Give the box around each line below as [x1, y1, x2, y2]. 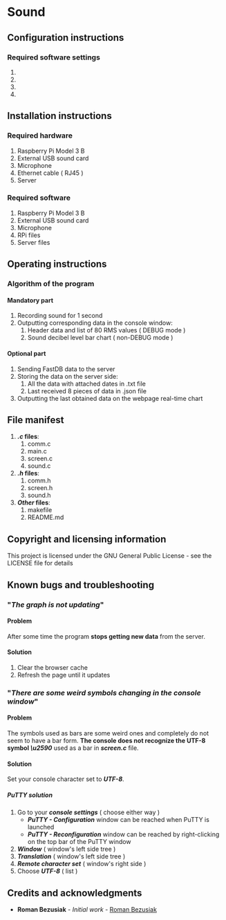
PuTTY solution [7, 791, 53, 799]
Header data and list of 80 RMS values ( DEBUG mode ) [27, 326, 186, 335]
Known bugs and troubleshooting [7, 579, 154, 591]
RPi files [17, 231, 41, 239]
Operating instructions [7, 259, 107, 270]
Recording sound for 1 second [17, 312, 103, 320]
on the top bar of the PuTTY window [27, 838, 131, 846]
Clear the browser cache [17, 663, 88, 671]
